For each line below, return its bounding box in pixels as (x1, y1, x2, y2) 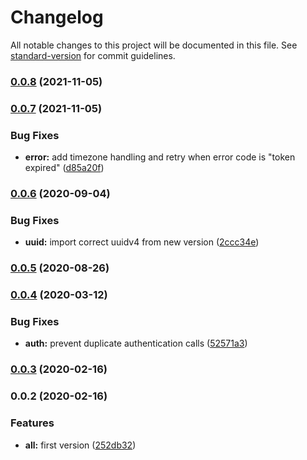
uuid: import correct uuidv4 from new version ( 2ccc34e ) (24, 236, 260, 248)
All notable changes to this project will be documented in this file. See (10, 39, 298, 51)
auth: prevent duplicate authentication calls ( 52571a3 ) (24, 337, 248, 350)
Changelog (10, 6, 104, 29)
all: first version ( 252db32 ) (24, 439, 137, 451)
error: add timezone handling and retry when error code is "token (24, 151, 296, 163)
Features (10, 416, 55, 430)
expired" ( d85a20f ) (24, 162, 105, 174)
